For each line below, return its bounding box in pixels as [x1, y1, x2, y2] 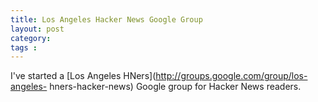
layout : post [10, 24, 65, 34]
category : [10, 33, 52, 43]
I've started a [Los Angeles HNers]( [10, 70, 157, 82]
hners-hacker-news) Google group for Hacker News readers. [49, 81, 302, 93]
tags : [10, 42, 38, 53]
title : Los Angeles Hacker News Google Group [10, 14, 203, 25]
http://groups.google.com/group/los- [155, 70, 308, 82]
